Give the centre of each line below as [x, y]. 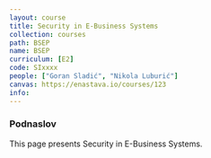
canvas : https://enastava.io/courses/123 [88, 84]
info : [19, 92]
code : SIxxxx [34, 68]
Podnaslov [33, 124]
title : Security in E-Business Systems [84, 26]
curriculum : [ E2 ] [42, 59]
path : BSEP [30, 43]
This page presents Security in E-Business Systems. [106, 144]
